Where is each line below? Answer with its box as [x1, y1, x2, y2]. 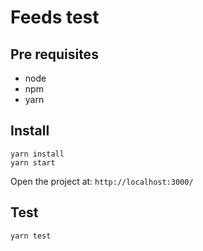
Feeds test [10, 6, 100, 29]
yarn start [10, 157, 56, 168]
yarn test [10, 231, 52, 241]
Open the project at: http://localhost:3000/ [10, 175, 194, 187]
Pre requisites [10, 46, 99, 63]
